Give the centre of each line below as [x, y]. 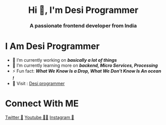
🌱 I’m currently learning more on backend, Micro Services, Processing [85, 65]
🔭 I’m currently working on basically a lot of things [65, 60]
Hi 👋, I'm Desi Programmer [83, 10]
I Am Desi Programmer [53, 46]
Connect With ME [42, 104]
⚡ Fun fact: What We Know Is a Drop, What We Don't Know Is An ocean [87, 71]
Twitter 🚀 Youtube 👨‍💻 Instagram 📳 [40, 117]
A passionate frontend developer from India [83, 26]
